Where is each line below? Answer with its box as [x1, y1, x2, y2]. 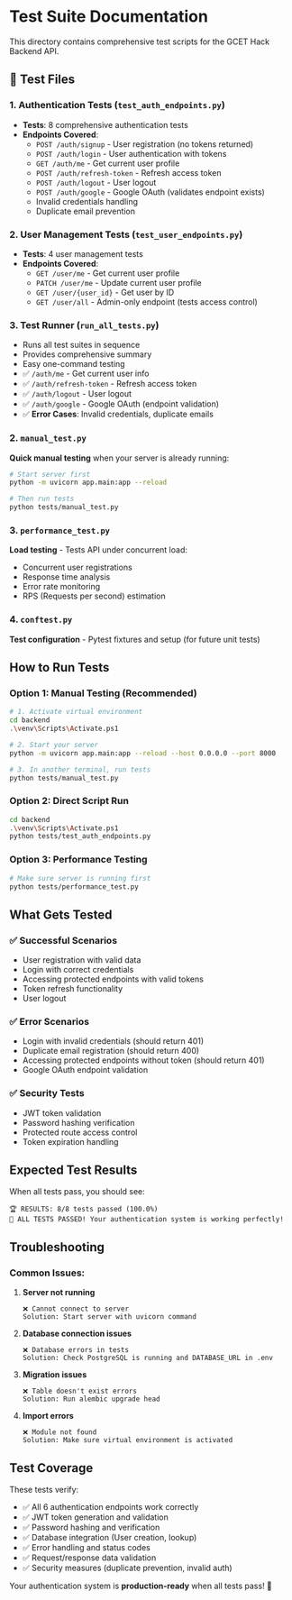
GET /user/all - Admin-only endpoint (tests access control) [35, 296, 259, 307]
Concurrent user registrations [22, 562, 132, 573]
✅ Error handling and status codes [22, 1541, 151, 1552]
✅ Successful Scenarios [9, 934, 118, 946]
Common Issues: [9, 1266, 86, 1279]
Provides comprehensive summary [22, 349, 152, 360]
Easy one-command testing [22, 359, 125, 370]
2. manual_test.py [9, 432, 87, 444]
